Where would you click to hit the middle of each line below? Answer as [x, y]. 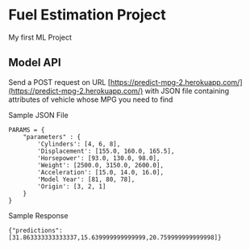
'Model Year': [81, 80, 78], [86, 179]
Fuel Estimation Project [87, 15]
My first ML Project [40, 37]
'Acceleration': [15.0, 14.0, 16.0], [100, 172]
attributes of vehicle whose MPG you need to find [91, 99]
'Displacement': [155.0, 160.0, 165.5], [106, 151]
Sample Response [38, 215]
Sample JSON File [38, 115]
